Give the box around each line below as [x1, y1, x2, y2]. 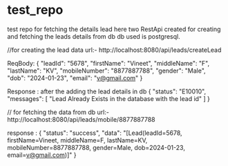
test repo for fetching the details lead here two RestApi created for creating [7, 25, 221, 33]
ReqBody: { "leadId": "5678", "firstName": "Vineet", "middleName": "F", [7, 59, 209, 67]
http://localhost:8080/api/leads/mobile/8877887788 [7, 115, 155, 123]
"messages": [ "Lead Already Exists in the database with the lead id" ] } [7, 94, 211, 102]
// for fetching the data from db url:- [7, 108, 109, 116]
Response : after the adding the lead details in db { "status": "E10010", [7, 87, 206, 95]
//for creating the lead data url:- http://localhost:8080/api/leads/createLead [7, 46, 222, 54]
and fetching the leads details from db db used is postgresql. [7, 32, 181, 40]
